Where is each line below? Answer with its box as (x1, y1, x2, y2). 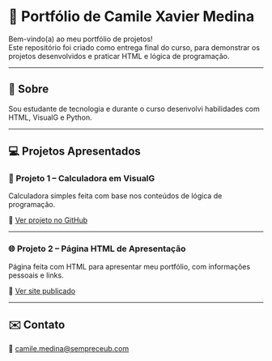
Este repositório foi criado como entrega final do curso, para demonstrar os (8, 42, 261, 52)
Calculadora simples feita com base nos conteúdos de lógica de (8, 191, 223, 201)
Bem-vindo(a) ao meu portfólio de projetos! (8, 34, 153, 44)
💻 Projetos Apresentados (8, 145, 142, 159)
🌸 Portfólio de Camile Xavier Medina (8, 7, 255, 26)
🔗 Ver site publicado (8, 286, 75, 295)
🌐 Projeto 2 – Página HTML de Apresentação (8, 243, 186, 254)
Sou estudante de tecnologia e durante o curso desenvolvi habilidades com (8, 104, 261, 113)
